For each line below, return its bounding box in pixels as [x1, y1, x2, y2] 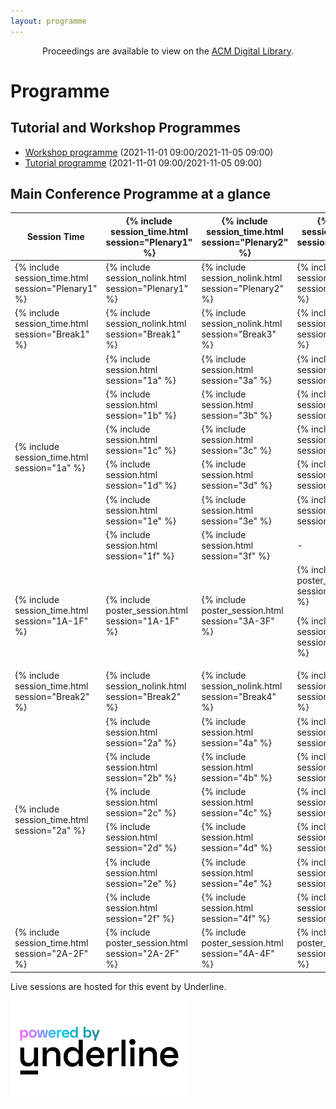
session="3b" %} [201, 409, 273, 421]
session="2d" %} [105, 842, 177, 854]
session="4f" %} [201, 912, 271, 924]
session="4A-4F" [201, 948, 275, 960]
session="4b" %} [201, 771, 273, 784]
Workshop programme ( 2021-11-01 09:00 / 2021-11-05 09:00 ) [24, 146, 274, 158]
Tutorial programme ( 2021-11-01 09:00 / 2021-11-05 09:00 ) [24, 156, 263, 169]
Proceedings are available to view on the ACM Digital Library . [42, 45, 294, 57]
